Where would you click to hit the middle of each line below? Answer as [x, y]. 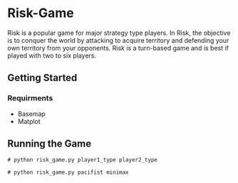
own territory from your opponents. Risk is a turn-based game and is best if [118, 48]
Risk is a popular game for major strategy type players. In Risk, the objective [119, 33]
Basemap [32, 114]
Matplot [29, 121]
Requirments [30, 98]
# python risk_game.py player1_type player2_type [83, 160]
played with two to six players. [52, 56]
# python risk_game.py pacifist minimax [68, 172]
